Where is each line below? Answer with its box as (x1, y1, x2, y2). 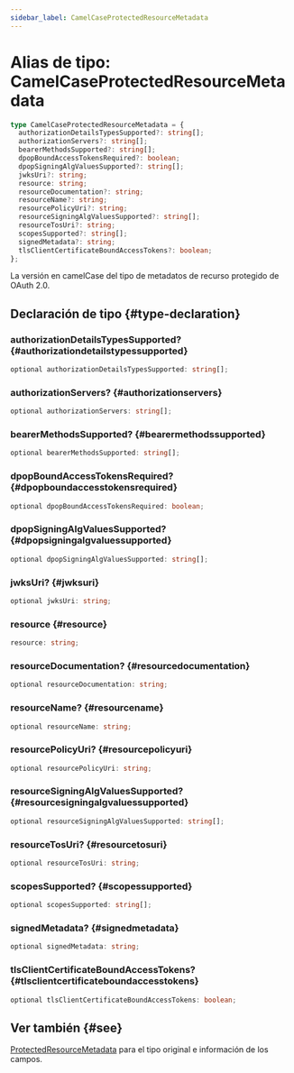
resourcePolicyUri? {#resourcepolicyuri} (10, 743, 193, 756)
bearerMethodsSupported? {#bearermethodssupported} (10, 428, 266, 441)
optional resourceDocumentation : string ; (10, 680, 169, 690)
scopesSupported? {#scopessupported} (10, 880, 193, 893)
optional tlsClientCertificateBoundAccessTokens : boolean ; (10, 995, 237, 1004)
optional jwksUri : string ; (10, 596, 112, 605)
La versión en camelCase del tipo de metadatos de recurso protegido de (10, 271, 280, 281)
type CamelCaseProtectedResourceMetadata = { (10, 120, 184, 129)
